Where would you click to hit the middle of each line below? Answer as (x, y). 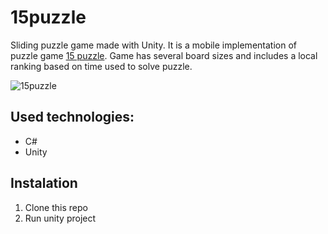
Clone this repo (56, 207)
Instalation (44, 183)
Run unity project (60, 218)
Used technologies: (72, 117)
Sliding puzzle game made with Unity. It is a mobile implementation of (153, 45)
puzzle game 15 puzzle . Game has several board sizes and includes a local (164, 55)
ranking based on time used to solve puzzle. (101, 66)
